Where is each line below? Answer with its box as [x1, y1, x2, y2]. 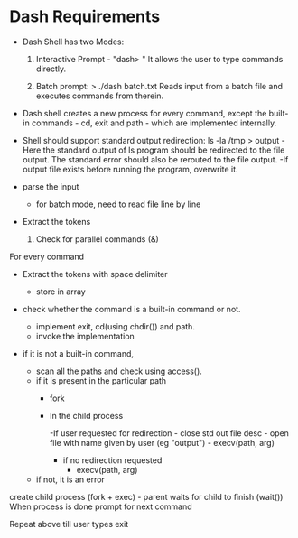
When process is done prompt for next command [9, 501, 192, 512]
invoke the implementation [35, 330, 135, 341]
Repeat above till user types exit [9, 518, 129, 529]
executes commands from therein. [35, 90, 164, 101]
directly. [35, 63, 67, 74]
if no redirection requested [62, 454, 163, 466]
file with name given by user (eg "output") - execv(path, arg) [49, 437, 275, 448]
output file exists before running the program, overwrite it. [22, 163, 238, 174]
